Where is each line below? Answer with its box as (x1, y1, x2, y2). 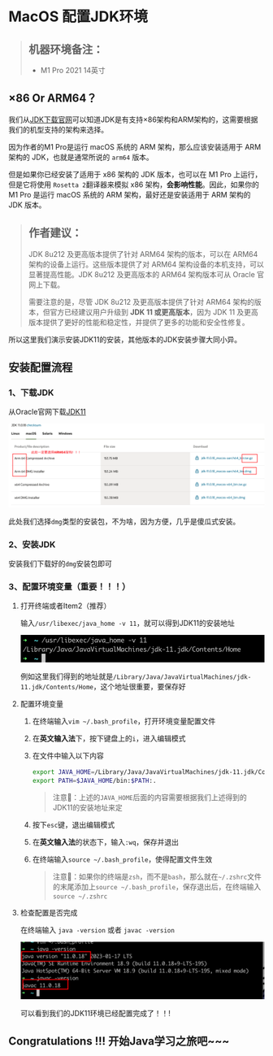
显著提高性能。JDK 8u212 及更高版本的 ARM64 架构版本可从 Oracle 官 (28, 269, 265, 279)
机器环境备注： (28, 42, 104, 56)
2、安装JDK (8, 538, 56, 550)
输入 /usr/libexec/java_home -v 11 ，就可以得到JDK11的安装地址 (19, 619, 236, 628)
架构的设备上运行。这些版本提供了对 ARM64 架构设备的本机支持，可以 (28, 259, 264, 269)
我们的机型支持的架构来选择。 (8, 124, 108, 134)
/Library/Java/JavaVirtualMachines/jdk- (112, 673, 252, 681)
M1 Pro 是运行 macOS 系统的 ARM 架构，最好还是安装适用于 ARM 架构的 (8, 189, 251, 199)
